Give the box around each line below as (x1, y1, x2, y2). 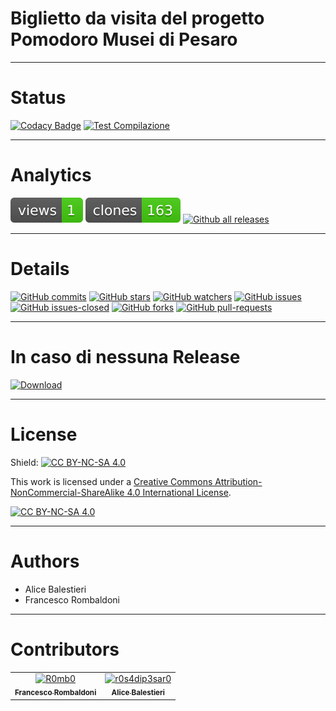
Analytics (10, 164, 92, 187)
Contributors (10, 638, 120, 661)
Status (10, 87, 67, 109)
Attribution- (214, 475, 263, 487)
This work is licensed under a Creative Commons (10, 475, 213, 487)
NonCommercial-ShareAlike (10, 486, 125, 498)
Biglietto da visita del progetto (10, 7, 265, 30)
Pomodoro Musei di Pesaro (10, 28, 238, 51)
